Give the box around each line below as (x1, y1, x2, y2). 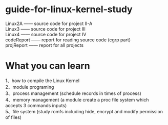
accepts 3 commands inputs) (5, 102, 67, 108)
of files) (5, 114, 22, 120)
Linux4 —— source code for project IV (5, 31, 87, 37)
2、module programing (5, 84, 54, 90)
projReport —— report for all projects (5, 42, 83, 48)
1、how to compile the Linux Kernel (5, 78, 80, 84)
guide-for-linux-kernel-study (5, 4, 133, 15)
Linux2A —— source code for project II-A (5, 20, 93, 27)
